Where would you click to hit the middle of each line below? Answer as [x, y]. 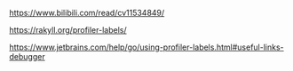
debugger [28, 56]
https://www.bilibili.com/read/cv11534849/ [87, 13]
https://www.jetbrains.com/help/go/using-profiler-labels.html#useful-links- [146, 47]
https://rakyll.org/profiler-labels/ [68, 30]
